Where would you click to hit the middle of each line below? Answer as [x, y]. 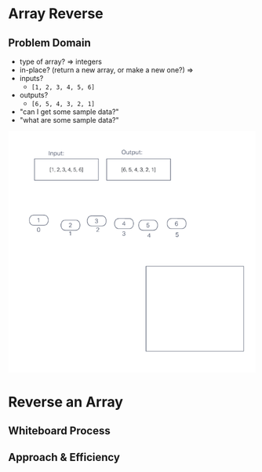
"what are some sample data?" [69, 120]
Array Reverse [56, 14]
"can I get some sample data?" [69, 112]
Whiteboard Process [60, 431]
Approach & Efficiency [64, 457]
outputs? [34, 95]
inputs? [31, 78]
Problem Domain [50, 43]
